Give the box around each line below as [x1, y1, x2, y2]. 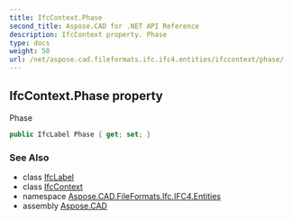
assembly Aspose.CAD [22, 200, 108, 211]
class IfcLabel [22, 171, 75, 182]
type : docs [9, 38, 50, 48]
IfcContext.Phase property [9, 88, 164, 104]
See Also [9, 151, 50, 163]
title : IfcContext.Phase [9, 13, 103, 23]
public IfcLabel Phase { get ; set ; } [9, 130, 151, 139]
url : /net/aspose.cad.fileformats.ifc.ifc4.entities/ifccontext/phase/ [9, 55, 284, 64]
